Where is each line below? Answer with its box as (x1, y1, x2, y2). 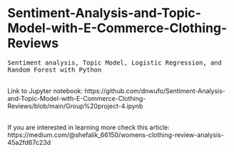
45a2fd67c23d (7, 138, 51, 146)
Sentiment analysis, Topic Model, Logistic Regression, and (7, 58, 223, 67)
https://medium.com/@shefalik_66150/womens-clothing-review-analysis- (7, 130, 225, 139)
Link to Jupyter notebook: (7, 87, 83, 95)
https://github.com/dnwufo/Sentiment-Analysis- (84, 87, 226, 95)
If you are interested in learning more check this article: (7, 123, 170, 131)
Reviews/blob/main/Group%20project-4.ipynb (7, 102, 143, 110)
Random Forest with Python (7, 65, 102, 74)
